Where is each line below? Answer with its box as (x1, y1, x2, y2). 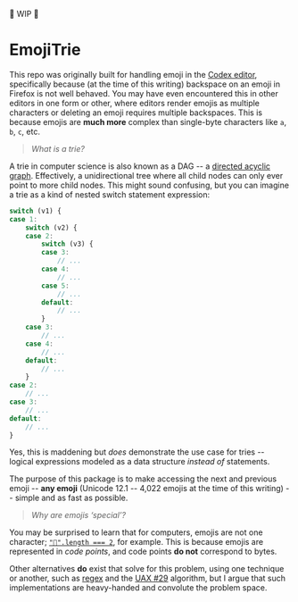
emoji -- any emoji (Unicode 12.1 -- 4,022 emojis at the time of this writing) (9, 483, 284, 494)
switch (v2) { (25, 223, 78, 232)
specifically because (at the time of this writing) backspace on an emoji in (9, 79, 281, 89)
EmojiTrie (9, 40, 81, 60)
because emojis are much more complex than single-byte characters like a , (9, 116, 287, 127)
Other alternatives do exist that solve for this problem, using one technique (9, 564, 285, 574)
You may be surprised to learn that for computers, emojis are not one (9, 527, 263, 538)
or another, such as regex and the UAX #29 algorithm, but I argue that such (9, 573, 286, 584)
